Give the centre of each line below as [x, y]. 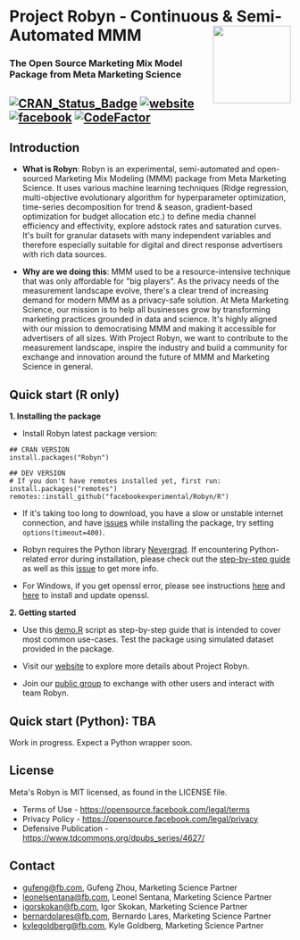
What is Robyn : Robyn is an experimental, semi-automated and [139, 169]
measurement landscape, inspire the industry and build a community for [154, 348]
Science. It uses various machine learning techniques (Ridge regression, [155, 188]
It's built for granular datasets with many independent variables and [146, 236]
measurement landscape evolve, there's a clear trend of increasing [146, 291]
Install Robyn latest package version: [90, 434]
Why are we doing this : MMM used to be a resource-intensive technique [156, 272]
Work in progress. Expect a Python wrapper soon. [101, 742]
